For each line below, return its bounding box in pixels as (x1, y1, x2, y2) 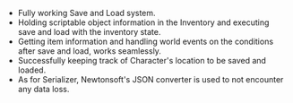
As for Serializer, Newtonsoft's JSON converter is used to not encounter (17, 74, 284, 84)
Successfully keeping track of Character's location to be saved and (17, 56, 267, 65)
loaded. (17, 64, 47, 75)
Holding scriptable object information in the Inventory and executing (17, 17, 270, 28)
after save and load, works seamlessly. (17, 46, 161, 56)
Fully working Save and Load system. (17, 8, 156, 18)
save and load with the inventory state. (17, 27, 161, 37)
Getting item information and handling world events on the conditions (17, 36, 274, 47)
